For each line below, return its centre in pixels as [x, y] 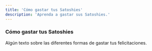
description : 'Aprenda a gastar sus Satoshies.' [58, 14]
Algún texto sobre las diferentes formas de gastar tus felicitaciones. [76, 42]
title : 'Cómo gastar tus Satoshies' [44, 10]
